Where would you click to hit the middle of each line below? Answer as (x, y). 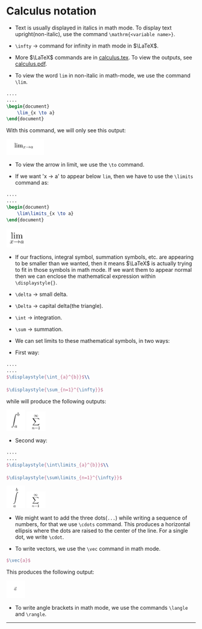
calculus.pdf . (31, 64)
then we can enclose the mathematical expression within (85, 276)
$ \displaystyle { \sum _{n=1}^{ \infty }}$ (55, 390)
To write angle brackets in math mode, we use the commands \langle (101, 608)
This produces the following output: (50, 572)
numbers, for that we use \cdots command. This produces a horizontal (103, 524)
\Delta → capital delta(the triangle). (59, 306)
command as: (32, 183)
